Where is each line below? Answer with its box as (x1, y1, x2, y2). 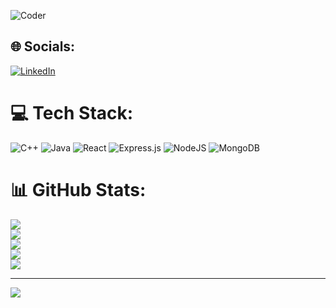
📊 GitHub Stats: (10, 178, 147, 201)
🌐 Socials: (10, 38, 76, 55)
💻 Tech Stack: (10, 102, 134, 124)
